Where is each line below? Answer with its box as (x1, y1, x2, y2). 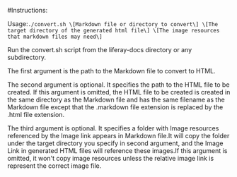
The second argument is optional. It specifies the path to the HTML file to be (7, 80, 230, 89)
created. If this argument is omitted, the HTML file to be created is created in (7, 88, 231, 96)
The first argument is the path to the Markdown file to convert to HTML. (7, 67, 216, 75)
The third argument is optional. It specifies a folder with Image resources (7, 124, 219, 133)
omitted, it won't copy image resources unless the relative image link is (7, 154, 214, 162)
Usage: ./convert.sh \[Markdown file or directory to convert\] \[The (7, 20, 218, 28)
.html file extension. (7, 111, 65, 118)
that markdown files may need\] (7, 33, 103, 40)
